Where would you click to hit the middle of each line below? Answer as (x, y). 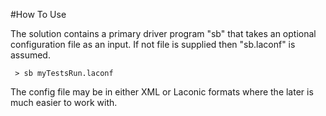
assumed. (30, 55)
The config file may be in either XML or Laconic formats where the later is (162, 92)
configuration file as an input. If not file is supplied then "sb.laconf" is (153, 44)
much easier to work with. (64, 102)
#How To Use (38, 14)
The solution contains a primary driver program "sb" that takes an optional (163, 33)
